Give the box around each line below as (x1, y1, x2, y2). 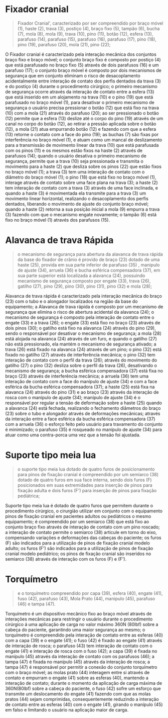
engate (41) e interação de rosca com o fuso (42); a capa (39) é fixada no (5, 648, 157, 654)
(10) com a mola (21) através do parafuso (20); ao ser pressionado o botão (5, 110, 159, 116)
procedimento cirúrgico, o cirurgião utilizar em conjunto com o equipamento (5, 508, 163, 514)
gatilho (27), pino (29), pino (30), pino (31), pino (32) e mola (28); (17, 283, 152, 289)
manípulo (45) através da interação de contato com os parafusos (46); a (5, 653, 154, 659)
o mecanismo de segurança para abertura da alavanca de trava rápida (17, 251, 163, 257)
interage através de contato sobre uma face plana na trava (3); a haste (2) (5, 179, 158, 186)
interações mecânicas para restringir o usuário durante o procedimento (5, 616, 153, 622)
